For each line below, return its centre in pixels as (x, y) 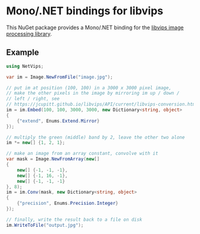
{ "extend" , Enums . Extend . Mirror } (58, 121)
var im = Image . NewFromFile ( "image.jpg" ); (60, 77)
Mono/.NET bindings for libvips (85, 11)
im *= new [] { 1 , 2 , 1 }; (36, 143)
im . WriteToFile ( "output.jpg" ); (45, 225)
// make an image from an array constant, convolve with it (82, 154)
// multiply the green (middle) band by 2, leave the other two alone (96, 137)
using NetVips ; (25, 66)
